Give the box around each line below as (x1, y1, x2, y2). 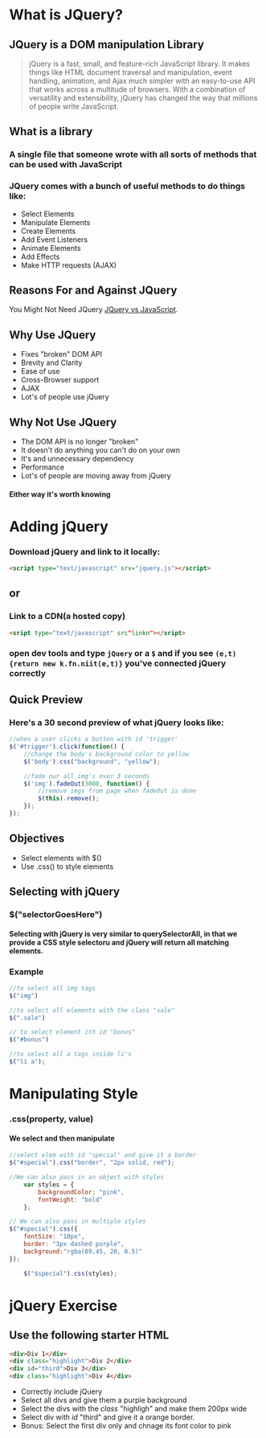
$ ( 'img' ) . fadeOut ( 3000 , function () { (23, 780, 150, 788)
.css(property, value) (9, 1113, 94, 1125)
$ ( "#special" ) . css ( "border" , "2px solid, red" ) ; (9, 1159, 175, 1167)
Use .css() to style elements (20, 862, 114, 871)
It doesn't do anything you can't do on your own (20, 445, 180, 455)
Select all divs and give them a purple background (20, 1395, 187, 1404)
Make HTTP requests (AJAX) (20, 260, 117, 270)
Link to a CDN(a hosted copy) (9, 611, 126, 622)
